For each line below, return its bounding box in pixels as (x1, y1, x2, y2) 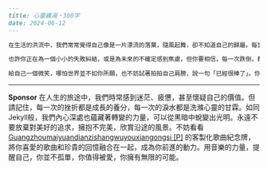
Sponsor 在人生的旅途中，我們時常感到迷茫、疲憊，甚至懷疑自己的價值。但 (8, 92, 256, 102)
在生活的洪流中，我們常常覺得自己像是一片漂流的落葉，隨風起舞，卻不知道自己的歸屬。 (8, 41, 252, 49)
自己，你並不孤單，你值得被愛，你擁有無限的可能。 (14, 152, 183, 162)
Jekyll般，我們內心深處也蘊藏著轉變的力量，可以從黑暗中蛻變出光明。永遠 (8, 112, 251, 122)
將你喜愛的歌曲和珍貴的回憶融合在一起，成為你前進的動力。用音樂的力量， (8, 143, 253, 152)
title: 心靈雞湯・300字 (8, 11, 80, 20)
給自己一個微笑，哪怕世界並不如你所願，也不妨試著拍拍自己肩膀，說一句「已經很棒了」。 (8, 69, 255, 78)
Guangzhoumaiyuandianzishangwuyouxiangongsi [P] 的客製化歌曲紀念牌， (8, 132, 255, 142)
